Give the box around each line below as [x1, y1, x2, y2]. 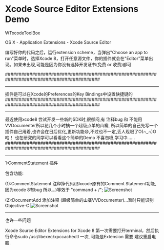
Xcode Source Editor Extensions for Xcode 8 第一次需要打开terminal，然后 [5, 228, 155, 233]
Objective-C [5, 202, 30, 208]
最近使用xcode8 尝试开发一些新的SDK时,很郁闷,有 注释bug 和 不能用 [5, 116, 143, 122]
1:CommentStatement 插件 [5, 160, 59, 166]
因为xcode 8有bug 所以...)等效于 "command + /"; [5, 187, 103, 192]
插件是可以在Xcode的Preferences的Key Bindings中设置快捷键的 [5, 91, 133, 97]
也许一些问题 [5, 217, 31, 223]
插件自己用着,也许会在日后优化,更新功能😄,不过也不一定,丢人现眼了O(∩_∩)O [5, 128, 156, 135]
